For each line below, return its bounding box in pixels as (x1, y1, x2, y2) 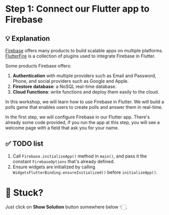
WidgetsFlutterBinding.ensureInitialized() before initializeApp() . (12, 169, 158, 175)
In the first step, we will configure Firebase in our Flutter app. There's (5, 114, 150, 120)
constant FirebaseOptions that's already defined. (12, 158, 115, 164)
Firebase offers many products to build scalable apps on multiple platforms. (5, 48, 163, 53)
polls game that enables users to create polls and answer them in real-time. (5, 104, 163, 110)
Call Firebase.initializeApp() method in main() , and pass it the (12, 153, 147, 159)
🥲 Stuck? (5, 187, 44, 198)
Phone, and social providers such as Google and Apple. (12, 78, 129, 84)
